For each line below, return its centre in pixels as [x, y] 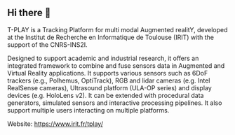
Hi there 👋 [29, 13]
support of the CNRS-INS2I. [47, 44]
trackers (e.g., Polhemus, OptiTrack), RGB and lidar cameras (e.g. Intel [109, 80]
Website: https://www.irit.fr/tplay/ [55, 124]
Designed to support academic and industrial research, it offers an [103, 58]
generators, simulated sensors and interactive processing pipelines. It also [115, 103]
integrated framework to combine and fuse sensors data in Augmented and [116, 65]
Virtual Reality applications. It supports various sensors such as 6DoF [108, 73]
